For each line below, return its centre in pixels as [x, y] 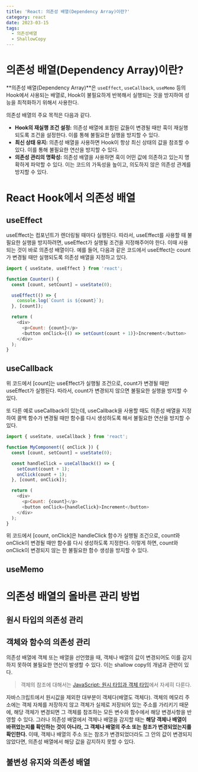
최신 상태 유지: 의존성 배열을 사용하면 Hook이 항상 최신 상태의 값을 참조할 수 [102, 142]
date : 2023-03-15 [27, 22]
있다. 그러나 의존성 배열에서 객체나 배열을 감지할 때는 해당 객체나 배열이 [105, 719]
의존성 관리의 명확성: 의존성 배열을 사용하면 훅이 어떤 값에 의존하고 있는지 [99, 157]
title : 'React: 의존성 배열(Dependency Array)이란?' [68, 12]
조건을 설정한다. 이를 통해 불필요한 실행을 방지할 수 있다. [95, 135]
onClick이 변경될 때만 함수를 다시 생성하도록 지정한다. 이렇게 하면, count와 [92, 543]
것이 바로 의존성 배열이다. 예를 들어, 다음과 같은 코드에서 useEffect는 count [104, 249]
